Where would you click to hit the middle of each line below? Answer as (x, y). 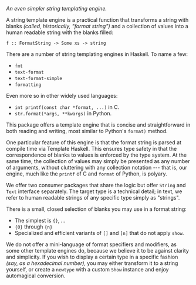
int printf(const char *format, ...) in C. (67, 107)
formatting (28, 85)
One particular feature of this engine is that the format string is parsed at (94, 142)
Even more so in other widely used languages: (62, 96)
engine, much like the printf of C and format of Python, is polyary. (87, 174)
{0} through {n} (33, 227)
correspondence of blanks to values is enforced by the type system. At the (96, 155)
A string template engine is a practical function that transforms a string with (97, 20)
